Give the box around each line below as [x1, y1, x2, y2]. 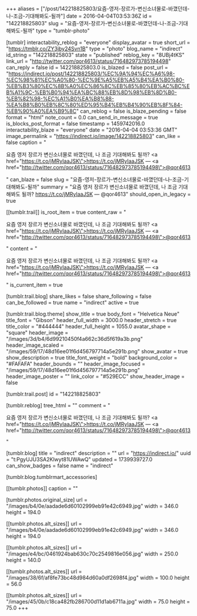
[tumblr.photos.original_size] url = [6, 496, 88, 503]
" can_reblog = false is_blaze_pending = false [76, 108, 187, 115]
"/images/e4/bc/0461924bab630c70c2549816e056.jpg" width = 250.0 [6, 550, 178, 557]
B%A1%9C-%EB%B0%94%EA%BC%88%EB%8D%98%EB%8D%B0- [6, 89, 178, 96]
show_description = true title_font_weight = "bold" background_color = [6, 354, 178, 361]
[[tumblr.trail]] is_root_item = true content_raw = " [6, 209, 126, 216]
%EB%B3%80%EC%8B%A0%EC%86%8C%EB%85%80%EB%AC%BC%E [6, 83, 190, 89]
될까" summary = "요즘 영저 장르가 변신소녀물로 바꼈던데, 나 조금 [27, 183, 178, 190]
